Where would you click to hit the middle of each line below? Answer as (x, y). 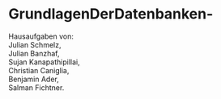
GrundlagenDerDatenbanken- (111, 14)
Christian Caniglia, (39, 70)
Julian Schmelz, (35, 44)
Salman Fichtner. (36, 87)
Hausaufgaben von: (41, 36)
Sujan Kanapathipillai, (44, 62)
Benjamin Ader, (34, 79)
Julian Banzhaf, (34, 53)
